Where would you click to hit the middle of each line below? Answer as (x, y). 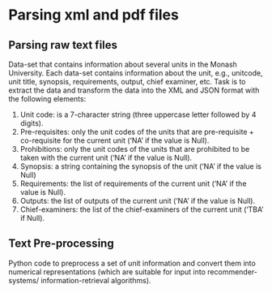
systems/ (23, 280)
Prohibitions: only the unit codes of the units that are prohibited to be (135, 149)
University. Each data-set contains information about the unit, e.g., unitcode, (136, 73)
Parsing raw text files (63, 45)
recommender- (232, 271)
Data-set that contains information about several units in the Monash (123, 64)
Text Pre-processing (62, 244)
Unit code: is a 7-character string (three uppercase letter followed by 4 (138, 114)
